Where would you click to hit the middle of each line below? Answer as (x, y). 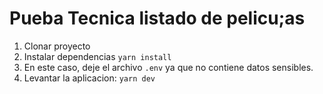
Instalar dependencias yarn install (97, 56)
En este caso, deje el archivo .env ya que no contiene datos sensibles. (168, 67)
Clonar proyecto (57, 46)
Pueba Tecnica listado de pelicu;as (157, 18)
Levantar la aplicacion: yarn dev (89, 78)
